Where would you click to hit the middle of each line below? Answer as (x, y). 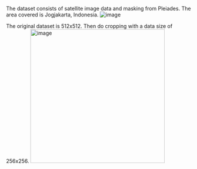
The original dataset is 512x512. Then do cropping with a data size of (89, 26)
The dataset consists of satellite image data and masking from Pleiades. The (98, 9)
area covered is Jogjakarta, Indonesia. (52, 15)
